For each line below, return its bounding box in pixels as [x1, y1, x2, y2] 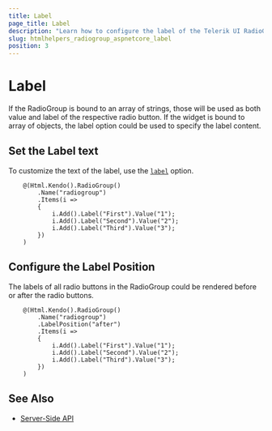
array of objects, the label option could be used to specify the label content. [8, 121, 261, 130]
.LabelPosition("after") [37, 320, 121, 328]
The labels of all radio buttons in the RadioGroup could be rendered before [8, 281, 257, 292]
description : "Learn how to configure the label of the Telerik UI [8, 27, 241, 35]
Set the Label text [8, 144, 99, 158]
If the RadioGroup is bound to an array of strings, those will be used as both [8, 104, 261, 113]
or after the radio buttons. [8, 290, 95, 300]
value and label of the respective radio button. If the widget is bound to [8, 113, 245, 122]
